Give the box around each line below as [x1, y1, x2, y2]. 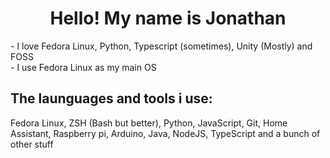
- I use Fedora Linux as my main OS [10, 61, 157, 73]
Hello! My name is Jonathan [49, 7, 287, 30]
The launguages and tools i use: [10, 90, 213, 107]
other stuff [10, 138, 54, 150]
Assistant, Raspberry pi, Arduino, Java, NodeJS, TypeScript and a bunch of [10, 127, 321, 139]
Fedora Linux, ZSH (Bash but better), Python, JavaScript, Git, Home [10, 117, 288, 129]
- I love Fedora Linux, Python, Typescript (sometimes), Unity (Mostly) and [10, 40, 313, 52]
